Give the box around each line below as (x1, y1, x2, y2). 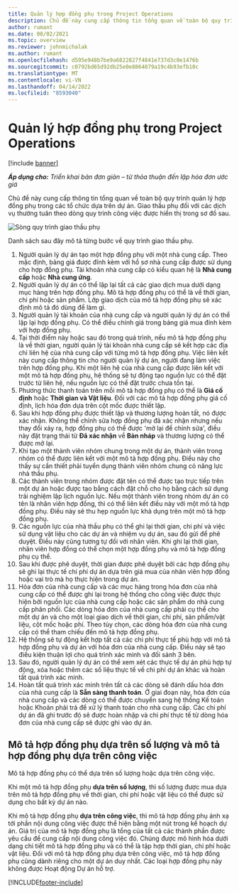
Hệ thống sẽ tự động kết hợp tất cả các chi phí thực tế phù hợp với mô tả (18, 635, 231, 644)
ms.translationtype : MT (8, 70, 79, 77)
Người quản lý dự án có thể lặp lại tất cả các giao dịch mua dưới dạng (18, 281, 221, 289)
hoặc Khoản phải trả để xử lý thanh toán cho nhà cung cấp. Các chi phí (18, 703, 226, 712)
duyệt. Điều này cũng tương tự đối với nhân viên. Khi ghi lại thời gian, (18, 537, 219, 546)
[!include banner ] (8, 159, 59, 168)
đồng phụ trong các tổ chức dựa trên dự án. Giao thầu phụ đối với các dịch (8, 202, 226, 210)
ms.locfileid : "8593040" (8, 90, 82, 97)
